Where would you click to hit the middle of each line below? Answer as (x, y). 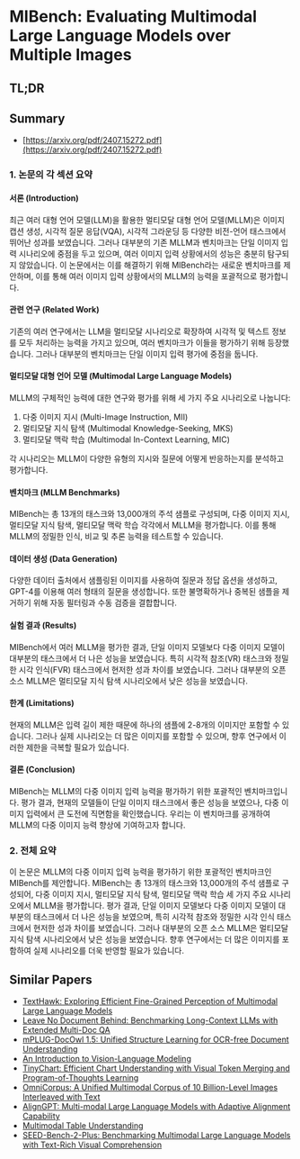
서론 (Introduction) (44, 198)
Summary (37, 118)
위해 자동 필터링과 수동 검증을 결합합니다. (105, 603)
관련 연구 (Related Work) (54, 310)
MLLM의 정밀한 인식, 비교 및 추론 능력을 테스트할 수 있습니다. (116, 537)
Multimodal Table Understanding (83, 1126)
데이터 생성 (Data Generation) (64, 558)
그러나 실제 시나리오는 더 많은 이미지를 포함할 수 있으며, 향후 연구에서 (156, 736)
